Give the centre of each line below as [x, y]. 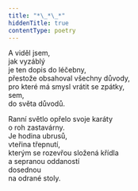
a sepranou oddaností [44, 162]
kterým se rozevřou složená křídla [63, 153]
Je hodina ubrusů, [38, 136]
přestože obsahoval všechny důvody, [69, 78]
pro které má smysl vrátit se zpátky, [67, 87]
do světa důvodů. [37, 103]
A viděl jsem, [29, 53]
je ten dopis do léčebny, [48, 70]
